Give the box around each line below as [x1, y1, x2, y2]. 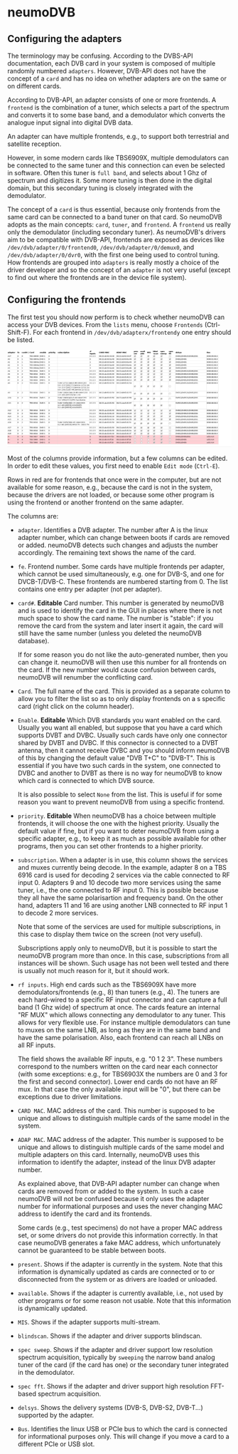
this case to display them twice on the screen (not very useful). [17, 930, 203, 938]
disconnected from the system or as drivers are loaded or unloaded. [17, 1274, 218, 1283]
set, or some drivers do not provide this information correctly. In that [17, 1230, 218, 1240]
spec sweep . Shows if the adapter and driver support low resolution [17, 1345, 213, 1354]
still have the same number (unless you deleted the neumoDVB [17, 628, 202, 638]
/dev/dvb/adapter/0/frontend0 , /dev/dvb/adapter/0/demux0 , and [7, 243, 195, 251]
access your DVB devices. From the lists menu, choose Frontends [7, 320, 203, 328]
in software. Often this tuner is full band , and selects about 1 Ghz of [7, 169, 207, 177]
